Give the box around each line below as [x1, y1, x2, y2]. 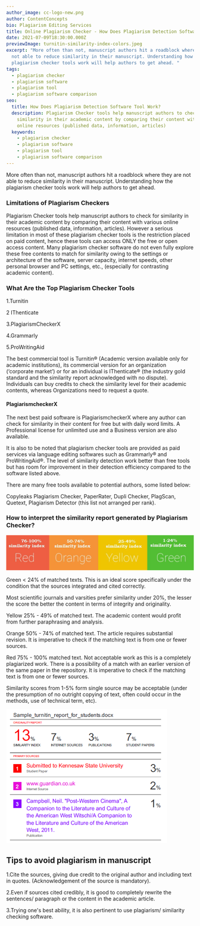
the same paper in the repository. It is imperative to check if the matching [6, 667, 186, 674]
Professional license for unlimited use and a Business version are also [6, 426, 177, 434]
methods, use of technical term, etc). [6, 697, 97, 704]
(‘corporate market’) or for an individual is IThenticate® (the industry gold [6, 368, 186, 375]
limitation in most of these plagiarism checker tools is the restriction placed [6, 231, 190, 238]
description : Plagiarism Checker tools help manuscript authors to [11, 110, 183, 116]
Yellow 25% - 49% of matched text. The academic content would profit [6, 612, 182, 619]
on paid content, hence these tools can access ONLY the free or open [6, 238, 177, 245]
